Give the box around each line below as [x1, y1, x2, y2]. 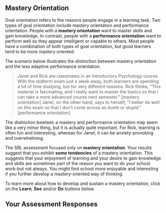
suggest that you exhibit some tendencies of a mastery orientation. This [5, 150, 153, 156]
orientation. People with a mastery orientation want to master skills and [5, 27, 152, 34]
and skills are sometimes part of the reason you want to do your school [5, 160, 150, 166]
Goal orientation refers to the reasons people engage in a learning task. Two [5, 17, 161, 23]
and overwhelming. [5, 135, 45, 141]
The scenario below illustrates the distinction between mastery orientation [5, 58, 157, 64]
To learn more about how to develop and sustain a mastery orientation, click [5, 180, 161, 186]
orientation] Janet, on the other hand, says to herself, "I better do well [17, 99, 160, 105]
